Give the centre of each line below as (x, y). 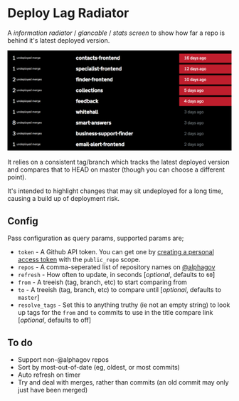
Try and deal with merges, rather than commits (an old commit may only (123, 382)
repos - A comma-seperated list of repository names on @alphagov (116, 267)
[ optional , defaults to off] (54, 320)
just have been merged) (52, 390)
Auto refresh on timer (49, 375)
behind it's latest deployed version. (59, 40)
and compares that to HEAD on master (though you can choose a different (116, 170)
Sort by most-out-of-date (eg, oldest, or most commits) (99, 367)
